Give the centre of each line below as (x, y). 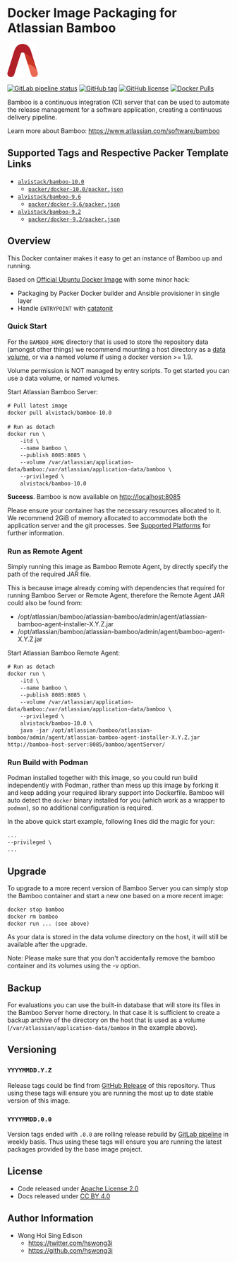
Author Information (50, 1218)
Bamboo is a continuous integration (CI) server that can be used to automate (119, 102)
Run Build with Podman (48, 762)
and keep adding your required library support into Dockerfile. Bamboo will (116, 793)
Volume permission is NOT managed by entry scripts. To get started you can (119, 370)
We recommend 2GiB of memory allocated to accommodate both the (108, 517)
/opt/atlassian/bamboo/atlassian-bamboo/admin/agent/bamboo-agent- (121, 632)
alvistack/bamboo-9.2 (49, 212)
